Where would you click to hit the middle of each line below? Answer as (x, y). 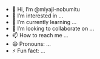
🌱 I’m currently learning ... (44, 22)
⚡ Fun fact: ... (28, 51)
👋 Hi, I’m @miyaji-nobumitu (46, 9)
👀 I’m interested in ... (38, 16)
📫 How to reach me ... (40, 35)
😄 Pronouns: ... (32, 44)
